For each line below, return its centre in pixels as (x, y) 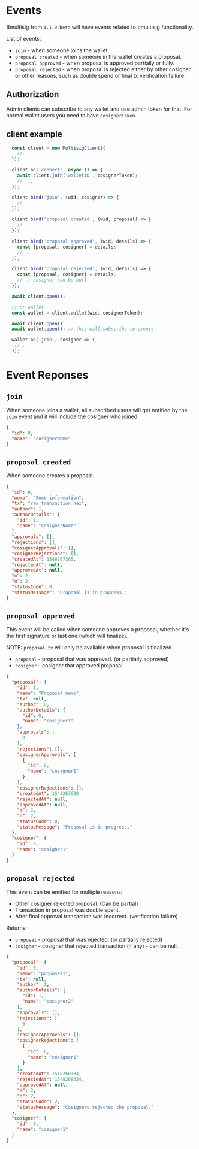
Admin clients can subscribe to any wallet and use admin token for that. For (99, 109)
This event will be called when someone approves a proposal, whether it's (98, 630)
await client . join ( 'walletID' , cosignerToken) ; (77, 176)
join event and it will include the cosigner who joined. (73, 416)
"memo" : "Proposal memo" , (49, 693)
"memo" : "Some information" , (48, 498)
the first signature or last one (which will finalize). (67, 636)
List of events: (24, 38)
